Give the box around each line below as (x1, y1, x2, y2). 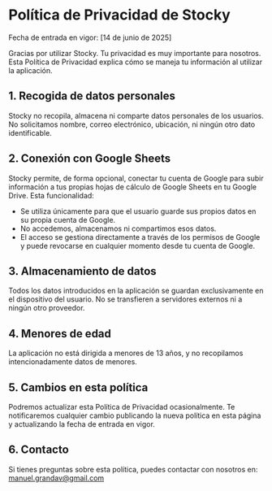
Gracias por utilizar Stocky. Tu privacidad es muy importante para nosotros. (8, 48, 261, 58)
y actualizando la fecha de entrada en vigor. (8, 419, 156, 428)
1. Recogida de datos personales (8, 89, 176, 103)
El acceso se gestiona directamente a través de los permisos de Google (19, 232, 261, 241)
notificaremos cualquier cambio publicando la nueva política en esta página (8, 411, 261, 420)
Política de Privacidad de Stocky (8, 6, 231, 24)
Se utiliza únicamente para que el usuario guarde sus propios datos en (19, 206, 257, 216)
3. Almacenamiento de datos (8, 264, 157, 278)
